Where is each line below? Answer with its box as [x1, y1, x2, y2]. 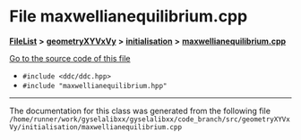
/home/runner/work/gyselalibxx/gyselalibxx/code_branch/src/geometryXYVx [9, 114, 291, 124]
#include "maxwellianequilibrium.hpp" [21, 81, 168, 90]
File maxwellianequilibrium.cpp [9, 6, 248, 27]
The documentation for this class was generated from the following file [9, 105, 271, 116]
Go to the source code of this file [9, 53, 131, 63]
